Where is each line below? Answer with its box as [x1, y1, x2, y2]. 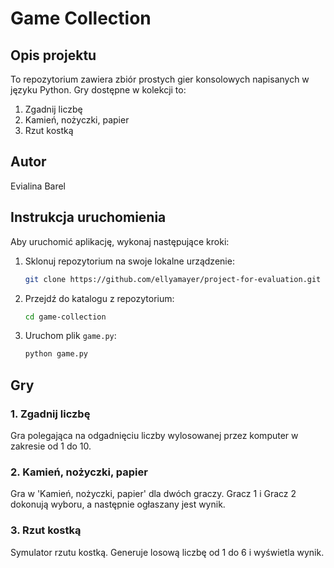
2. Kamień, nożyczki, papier [10, 465, 148, 479]
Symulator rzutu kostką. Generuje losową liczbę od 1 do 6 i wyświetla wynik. [10, 546, 325, 558]
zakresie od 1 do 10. [10, 440, 92, 452]
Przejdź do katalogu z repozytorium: [24, 292, 175, 304]
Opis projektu [10, 47, 97, 64]
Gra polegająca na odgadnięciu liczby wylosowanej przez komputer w [10, 429, 299, 441]
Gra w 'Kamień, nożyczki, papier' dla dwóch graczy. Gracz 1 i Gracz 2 [10, 488, 297, 500]
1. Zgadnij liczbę [10, 407, 91, 421]
